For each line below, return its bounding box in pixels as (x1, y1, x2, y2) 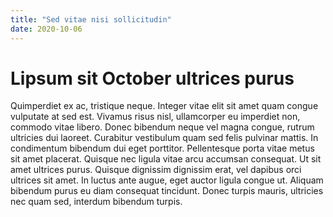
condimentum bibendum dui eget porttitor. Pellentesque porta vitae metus (10, 142, 315, 155)
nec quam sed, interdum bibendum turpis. (10, 196, 183, 208)
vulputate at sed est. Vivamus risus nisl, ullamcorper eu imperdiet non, (10, 111, 301, 123)
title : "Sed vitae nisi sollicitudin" (10, 14, 172, 25)
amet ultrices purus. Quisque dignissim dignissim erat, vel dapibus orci (10, 164, 302, 176)
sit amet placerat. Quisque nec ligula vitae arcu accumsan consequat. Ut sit (10, 153, 322, 165)
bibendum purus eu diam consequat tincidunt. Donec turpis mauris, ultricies (10, 185, 324, 197)
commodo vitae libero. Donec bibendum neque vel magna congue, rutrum (10, 121, 315, 133)
